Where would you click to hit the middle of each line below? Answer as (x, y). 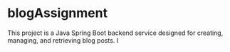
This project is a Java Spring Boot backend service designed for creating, (115, 33)
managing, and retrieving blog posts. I (63, 40)
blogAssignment (58, 13)
